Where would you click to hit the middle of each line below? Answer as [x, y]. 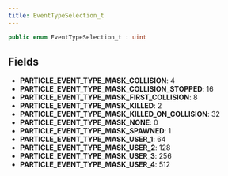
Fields [24, 61]
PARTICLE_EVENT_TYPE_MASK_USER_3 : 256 [95, 156]
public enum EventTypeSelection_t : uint [78, 37]
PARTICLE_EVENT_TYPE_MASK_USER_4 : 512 [95, 165]
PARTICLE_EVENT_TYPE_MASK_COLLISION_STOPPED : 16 [116, 89]
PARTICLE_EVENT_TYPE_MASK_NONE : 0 [89, 122]
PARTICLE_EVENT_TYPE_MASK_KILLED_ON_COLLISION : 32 [120, 114]
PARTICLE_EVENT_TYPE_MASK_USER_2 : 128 [95, 148]
